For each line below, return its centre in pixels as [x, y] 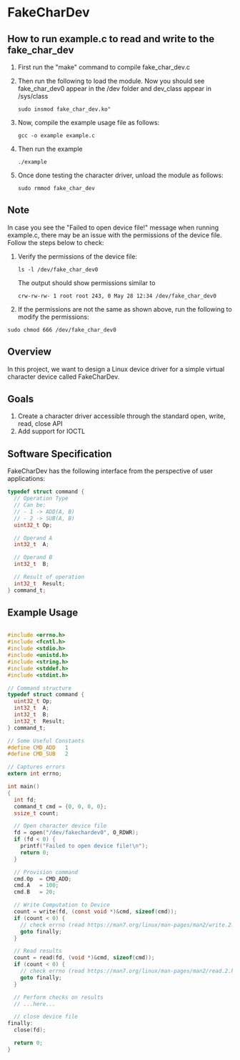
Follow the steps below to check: [56, 242]
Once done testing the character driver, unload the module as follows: [120, 175]
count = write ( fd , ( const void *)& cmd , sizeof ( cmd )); [95, 912]
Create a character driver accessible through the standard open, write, [121, 416]
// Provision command [46, 872]
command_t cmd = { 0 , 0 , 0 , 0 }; [60, 806]
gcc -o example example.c [56, 136]
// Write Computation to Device [62, 905]
